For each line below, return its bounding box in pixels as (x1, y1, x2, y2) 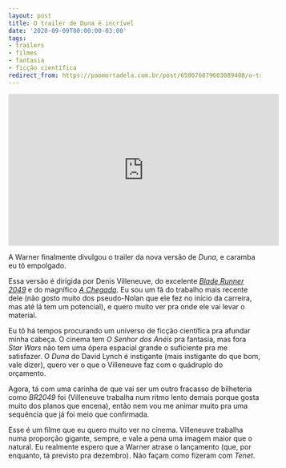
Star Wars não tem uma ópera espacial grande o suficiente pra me (8, 342, 228, 353)
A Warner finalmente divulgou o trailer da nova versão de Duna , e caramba (8, 252, 256, 261)
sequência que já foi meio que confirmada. (8, 409, 150, 419)
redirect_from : (8, 71, 59, 79)
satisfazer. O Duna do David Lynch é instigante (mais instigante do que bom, (8, 351, 260, 361)
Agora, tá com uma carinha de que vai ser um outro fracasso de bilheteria (8, 384, 252, 393)
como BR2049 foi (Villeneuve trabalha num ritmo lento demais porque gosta (8, 392, 260, 401)
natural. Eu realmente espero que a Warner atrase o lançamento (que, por (8, 442, 252, 451)
